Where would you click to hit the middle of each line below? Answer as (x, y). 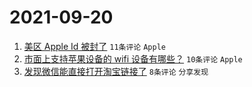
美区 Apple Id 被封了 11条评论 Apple (94, 46)
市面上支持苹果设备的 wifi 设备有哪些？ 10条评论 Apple (133, 58)
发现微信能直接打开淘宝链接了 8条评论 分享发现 (116, 71)
